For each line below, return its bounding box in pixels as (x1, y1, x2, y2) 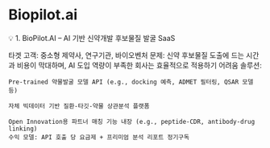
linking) (8, 125, 38, 133)
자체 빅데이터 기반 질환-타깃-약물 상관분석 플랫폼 (8, 102, 150, 110)
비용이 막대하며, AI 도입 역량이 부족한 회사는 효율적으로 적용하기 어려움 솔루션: (16, 60, 262, 70)
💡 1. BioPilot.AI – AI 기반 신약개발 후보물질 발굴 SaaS (8, 33, 176, 43)
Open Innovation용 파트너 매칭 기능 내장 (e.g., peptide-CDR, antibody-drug (8, 117, 255, 125)
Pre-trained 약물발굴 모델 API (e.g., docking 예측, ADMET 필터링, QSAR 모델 (8, 78, 254, 86)
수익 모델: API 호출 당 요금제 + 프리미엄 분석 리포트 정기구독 (8, 133, 189, 142)
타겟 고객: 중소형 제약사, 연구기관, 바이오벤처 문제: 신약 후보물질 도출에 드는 (8, 50, 244, 60)
